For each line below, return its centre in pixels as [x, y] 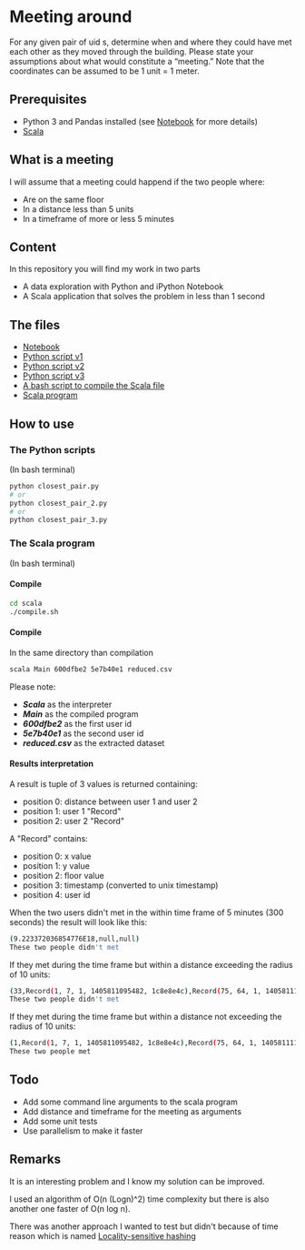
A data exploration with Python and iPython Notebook [123, 287]
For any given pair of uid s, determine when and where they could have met [151, 42]
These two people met [50, 1052]
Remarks [35, 1159]
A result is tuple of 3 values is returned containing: [103, 783]
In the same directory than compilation [82, 652]
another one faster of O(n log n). [70, 1208]
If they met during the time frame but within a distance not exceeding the [146, 1017]
